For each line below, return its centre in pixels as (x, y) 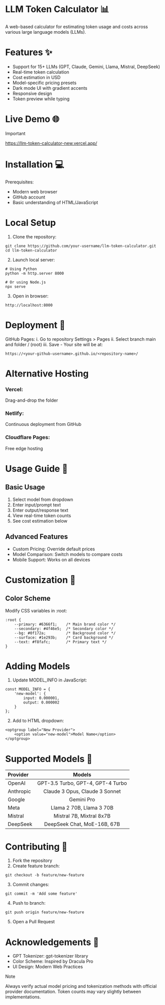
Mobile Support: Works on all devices (51, 559)
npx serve (16, 287)
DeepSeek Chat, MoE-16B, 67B (82, 824)
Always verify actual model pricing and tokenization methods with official (81, 986)
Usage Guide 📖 (36, 468)
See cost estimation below (40, 521)
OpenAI (17, 783)
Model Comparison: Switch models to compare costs (67, 554)
